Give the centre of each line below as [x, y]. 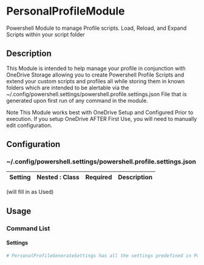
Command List [28, 228]
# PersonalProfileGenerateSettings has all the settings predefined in [99, 256]
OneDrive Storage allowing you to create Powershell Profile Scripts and [95, 75]
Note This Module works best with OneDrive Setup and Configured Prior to [100, 112]
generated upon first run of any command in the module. [77, 100]
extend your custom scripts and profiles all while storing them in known [96, 81]
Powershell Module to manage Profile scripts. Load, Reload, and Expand [97, 28]
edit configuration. [29, 125]
